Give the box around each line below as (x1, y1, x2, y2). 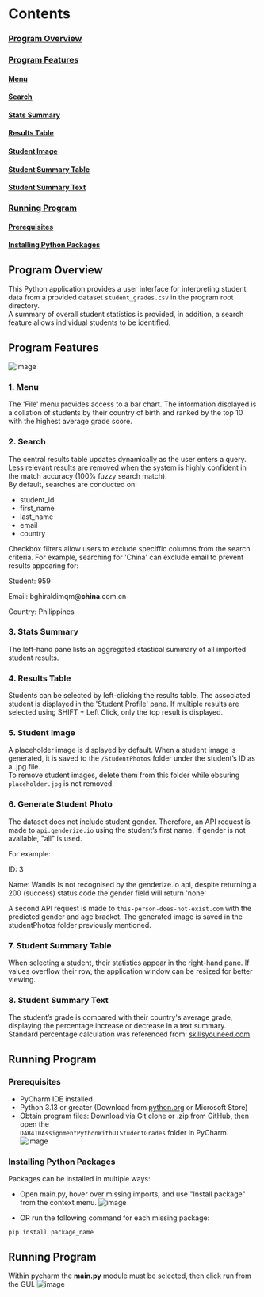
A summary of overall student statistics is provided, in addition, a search (8, 310, 244, 319)
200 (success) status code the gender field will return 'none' (8, 888, 207, 898)
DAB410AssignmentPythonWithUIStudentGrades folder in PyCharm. (19, 1127, 229, 1137)
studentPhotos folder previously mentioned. (8, 920, 152, 929)
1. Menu (8, 381, 40, 392)
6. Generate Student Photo (8, 799, 113, 810)
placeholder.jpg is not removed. (8, 779, 115, 788)
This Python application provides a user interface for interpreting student (8, 284, 247, 294)
